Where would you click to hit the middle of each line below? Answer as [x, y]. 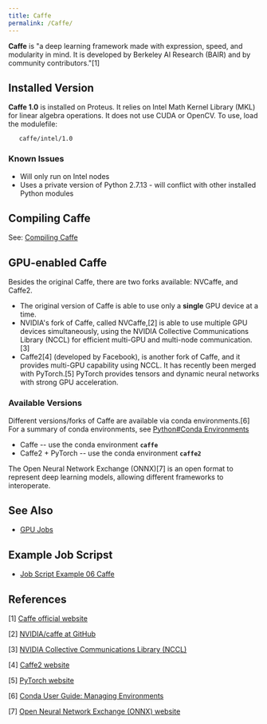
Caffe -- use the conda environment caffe [89, 444]
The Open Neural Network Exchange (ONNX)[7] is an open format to [121, 468]
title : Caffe [30, 16]
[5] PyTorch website [41, 680]
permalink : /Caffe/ [41, 23]
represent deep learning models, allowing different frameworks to [116, 477]
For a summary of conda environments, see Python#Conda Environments [129, 429]
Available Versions [45, 403]
